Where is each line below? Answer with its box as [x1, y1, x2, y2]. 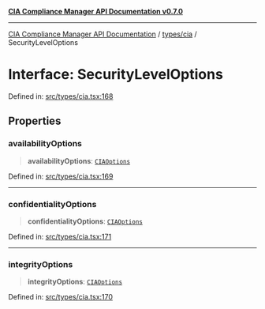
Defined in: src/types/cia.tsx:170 [8, 292, 113, 302]
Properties [8, 115, 62, 128]
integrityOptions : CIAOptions [27, 277, 123, 287]
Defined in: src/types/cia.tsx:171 [8, 232, 112, 241]
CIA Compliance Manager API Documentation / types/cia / [8, 29, 197, 39]
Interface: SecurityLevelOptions [8, 66, 223, 84]
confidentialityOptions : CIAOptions [27, 217, 144, 226]
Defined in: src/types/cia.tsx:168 [8, 91, 114, 101]
